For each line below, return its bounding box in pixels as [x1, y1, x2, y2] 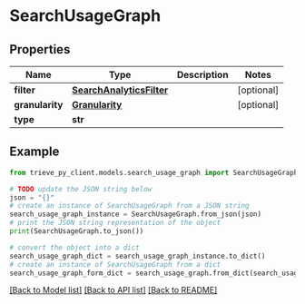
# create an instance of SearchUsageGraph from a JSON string [9, 201, 250, 211]
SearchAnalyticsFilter [72, 83, 169, 96]
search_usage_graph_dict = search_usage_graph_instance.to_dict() [9, 251, 266, 260]
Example [9, 144, 60, 160]
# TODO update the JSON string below [9, 184, 152, 193]
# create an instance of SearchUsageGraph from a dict [9, 260, 221, 269]
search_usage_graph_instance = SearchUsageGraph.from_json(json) [9, 210, 261, 219]
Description [176, 69, 229, 81]
